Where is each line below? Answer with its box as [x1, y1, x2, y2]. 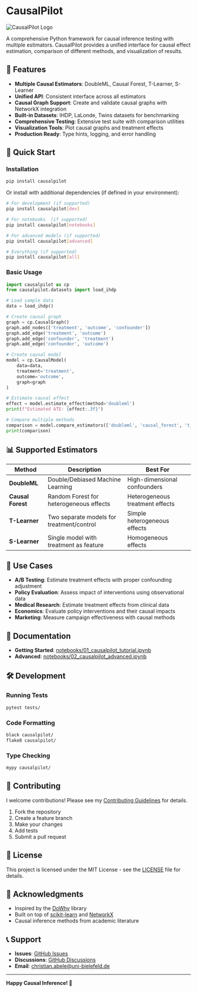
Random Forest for [47, 492, 99, 500]
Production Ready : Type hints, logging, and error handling [14, 130, 157, 137]
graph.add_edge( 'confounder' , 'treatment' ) [6, 336, 114, 342]
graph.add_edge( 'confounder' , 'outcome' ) [6, 341, 109, 347]
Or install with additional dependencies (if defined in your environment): [6, 189, 180, 196]
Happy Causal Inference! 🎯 [6, 980, 73, 987]
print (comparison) [6, 428, 51, 434]
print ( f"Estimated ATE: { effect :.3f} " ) [6, 406, 104, 412]
